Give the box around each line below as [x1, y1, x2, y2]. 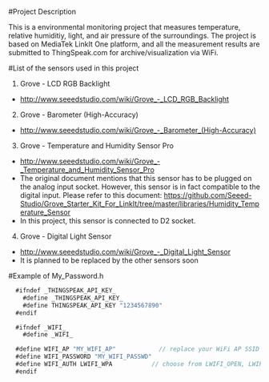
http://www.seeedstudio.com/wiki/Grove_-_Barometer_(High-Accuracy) [19, 126, 256, 135]
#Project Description [8, 7, 76, 16]
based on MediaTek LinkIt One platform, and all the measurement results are [8, 39, 260, 49]
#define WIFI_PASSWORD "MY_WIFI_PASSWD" [15, 352, 152, 361]
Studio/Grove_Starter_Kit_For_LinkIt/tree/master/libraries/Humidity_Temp [19, 199, 260, 208]
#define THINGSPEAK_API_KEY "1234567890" [22, 301, 163, 309]
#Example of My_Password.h [8, 271, 104, 280]
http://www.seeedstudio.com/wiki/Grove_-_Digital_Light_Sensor [19, 247, 231, 256]
